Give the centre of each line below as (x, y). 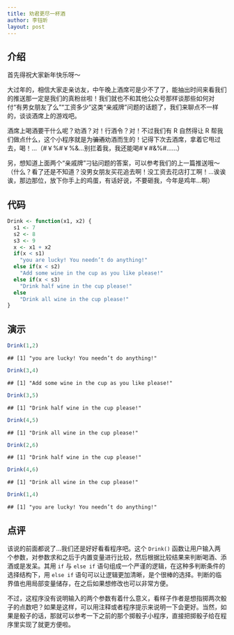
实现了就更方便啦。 (47, 625)
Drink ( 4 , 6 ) (23, 470)
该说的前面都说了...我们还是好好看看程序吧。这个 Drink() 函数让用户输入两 (114, 548)
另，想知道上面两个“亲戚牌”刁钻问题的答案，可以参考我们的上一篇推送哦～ (114, 163)
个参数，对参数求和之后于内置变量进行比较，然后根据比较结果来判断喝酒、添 (117, 557)
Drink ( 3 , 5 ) (23, 395)
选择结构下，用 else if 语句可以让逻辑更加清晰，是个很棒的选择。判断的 (111, 575)
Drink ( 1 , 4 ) (23, 495)
